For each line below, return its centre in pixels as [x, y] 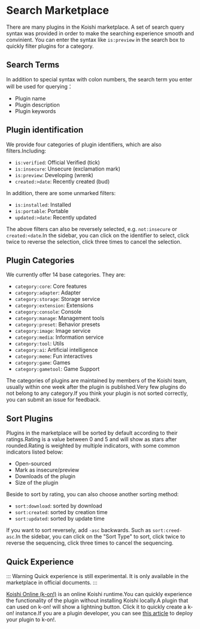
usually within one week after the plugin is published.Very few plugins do [96, 387]
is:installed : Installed [43, 205]
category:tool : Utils [40, 344]
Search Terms [33, 65]
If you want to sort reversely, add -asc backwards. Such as [79, 530]
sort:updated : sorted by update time [60, 519]
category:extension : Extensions [54, 305]
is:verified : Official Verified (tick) [57, 162]
